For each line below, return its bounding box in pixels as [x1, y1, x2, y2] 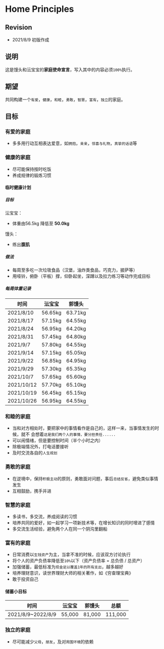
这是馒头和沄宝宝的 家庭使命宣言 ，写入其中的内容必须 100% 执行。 [5, 67, 135, 72]
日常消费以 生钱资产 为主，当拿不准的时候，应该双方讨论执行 [12, 551, 131, 558]
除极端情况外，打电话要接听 [12, 444, 69, 450]
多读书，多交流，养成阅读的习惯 [12, 514, 77, 519]
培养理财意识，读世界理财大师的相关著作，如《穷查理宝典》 [12, 570, 133, 576]
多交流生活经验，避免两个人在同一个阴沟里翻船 [12, 526, 107, 532]
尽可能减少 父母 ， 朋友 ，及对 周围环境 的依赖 [12, 639, 94, 645]
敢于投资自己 [12, 576, 38, 582]
